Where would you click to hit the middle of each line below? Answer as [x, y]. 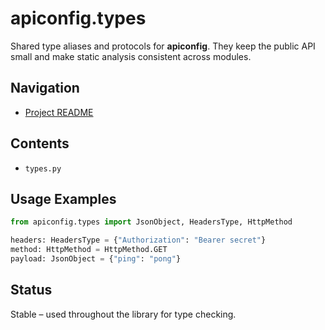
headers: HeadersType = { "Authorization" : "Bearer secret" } [138, 240]
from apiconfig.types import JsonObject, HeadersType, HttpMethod [151, 222]
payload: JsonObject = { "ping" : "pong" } [96, 259]
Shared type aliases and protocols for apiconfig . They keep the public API [163, 46]
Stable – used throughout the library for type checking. [123, 314]
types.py [43, 168]
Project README [59, 112]
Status [31, 290]
